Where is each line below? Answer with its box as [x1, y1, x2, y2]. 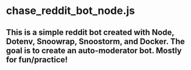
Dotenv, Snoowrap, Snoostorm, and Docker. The [6, 36, 185, 46]
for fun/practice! [6, 54, 68, 65]
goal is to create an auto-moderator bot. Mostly [6, 45, 182, 55]
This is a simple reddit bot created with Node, [6, 27, 175, 37]
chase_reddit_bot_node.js [6, 4, 136, 17]
